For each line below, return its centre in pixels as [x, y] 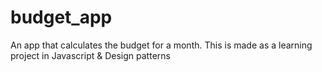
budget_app [61, 17]
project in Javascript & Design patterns [90, 55]
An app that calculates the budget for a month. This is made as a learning [161, 45]
